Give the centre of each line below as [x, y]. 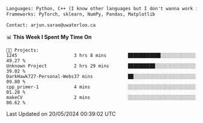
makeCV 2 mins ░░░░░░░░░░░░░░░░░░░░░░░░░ [101, 97]
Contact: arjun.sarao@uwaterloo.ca [51, 25]
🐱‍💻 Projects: [23, 50]
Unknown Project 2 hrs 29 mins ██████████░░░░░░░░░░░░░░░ [101, 66]
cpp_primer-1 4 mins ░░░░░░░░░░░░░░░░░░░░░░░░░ [101, 87]
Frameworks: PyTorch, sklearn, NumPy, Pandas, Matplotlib [81, 14]
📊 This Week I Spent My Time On [49, 37]
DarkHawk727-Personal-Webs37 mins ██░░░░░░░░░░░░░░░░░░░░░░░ [101, 76]
